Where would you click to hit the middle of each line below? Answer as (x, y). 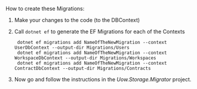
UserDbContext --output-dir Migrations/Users (72, 47)
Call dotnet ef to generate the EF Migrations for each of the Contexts (100, 31)
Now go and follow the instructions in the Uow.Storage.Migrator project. (103, 79)
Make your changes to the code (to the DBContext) (77, 20)
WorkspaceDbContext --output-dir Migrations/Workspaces (85, 58)
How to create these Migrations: (45, 9)
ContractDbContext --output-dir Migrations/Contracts (82, 68)
